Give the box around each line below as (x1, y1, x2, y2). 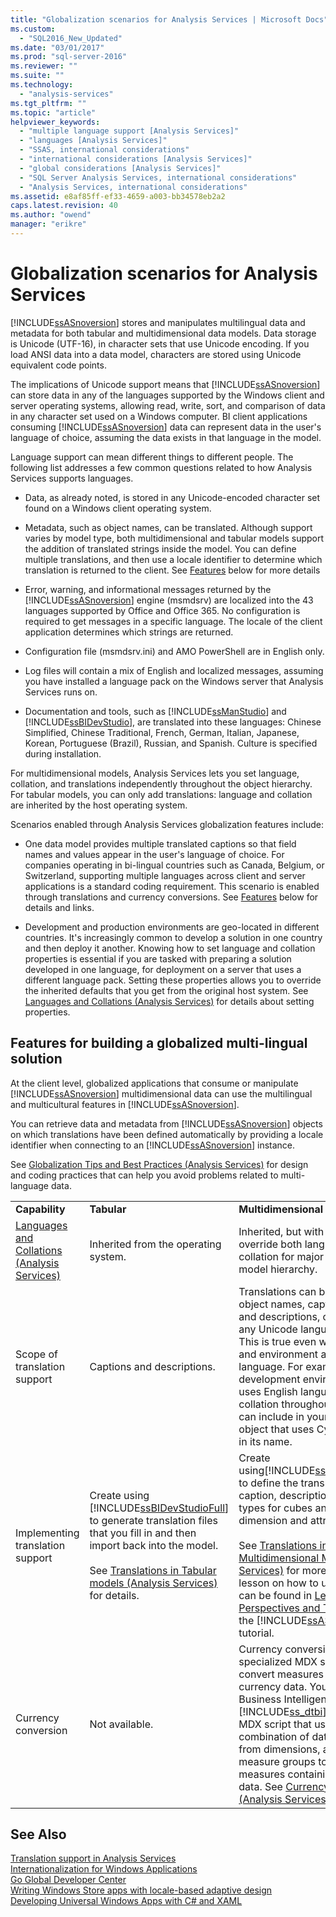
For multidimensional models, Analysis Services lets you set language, (10, 767, 300, 779)
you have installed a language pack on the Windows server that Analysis (24, 675, 324, 687)
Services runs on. (24, 686, 98, 698)
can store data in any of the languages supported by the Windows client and (10, 389, 325, 401)
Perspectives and (238, 1601, 321, 1615)
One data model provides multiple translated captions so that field (24, 837, 297, 850)
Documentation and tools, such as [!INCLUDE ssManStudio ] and (24, 705, 287, 717)
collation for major (238, 1249, 325, 1263)
